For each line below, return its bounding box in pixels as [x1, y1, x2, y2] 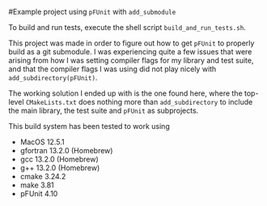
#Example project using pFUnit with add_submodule [8, 7, 176, 16]
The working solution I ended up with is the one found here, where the [8, 88, 243, 98]
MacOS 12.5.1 [19, 137, 65, 147]
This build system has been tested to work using [8, 122, 170, 131]
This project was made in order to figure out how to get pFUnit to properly [8, 38, 255, 48]
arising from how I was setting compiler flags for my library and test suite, [8, 56, 254, 65]
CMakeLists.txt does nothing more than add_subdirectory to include [25, 97, 253, 106]
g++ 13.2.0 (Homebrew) [19, 163, 100, 173]
